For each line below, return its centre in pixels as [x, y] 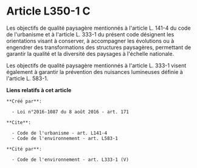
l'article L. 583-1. [27, 78]
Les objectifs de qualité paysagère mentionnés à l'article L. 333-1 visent [96, 66]
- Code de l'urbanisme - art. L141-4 [60, 133]
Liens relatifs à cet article [39, 90]
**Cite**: [19, 123]
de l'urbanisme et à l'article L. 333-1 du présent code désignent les [90, 34]
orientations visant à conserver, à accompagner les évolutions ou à [90, 41]
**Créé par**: [24, 101]
